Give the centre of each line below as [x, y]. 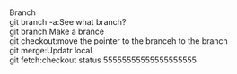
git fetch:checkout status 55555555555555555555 [103, 60]
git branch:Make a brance [57, 31]
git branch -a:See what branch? [68, 22]
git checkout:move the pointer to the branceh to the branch [119, 41]
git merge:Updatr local [51, 50]
